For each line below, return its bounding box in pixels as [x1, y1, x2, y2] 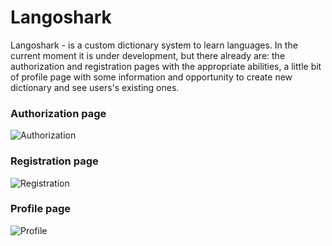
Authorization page [10, 106, 107, 120]
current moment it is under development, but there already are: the [10, 49, 286, 61]
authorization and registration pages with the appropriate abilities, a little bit [10, 60, 322, 72]
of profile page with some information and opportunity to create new [10, 71, 293, 83]
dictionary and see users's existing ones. [10, 81, 180, 93]
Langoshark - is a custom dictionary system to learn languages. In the [10, 39, 298, 51]
